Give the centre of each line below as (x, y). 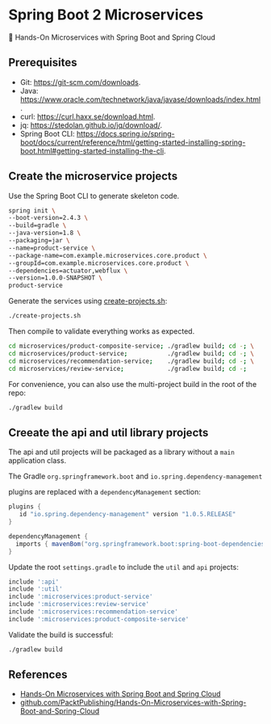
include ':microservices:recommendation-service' (94, 612)
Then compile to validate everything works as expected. (102, 331)
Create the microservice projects (93, 177)
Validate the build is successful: (61, 634)
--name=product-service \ (52, 248)
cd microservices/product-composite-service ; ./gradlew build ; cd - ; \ (131, 346)
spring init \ (32, 210)
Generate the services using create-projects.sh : (88, 301)
